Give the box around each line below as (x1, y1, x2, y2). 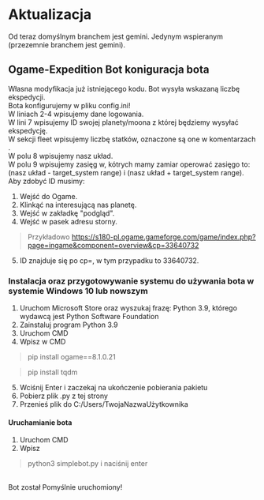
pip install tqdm (27, 367, 78, 377)
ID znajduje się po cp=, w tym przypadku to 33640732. (19, 255, 199, 265)
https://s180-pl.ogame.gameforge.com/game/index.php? (71, 231, 256, 242)
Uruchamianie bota (8, 417, 73, 427)
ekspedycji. (8, 92, 46, 102)
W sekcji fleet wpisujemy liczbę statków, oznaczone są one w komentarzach (8, 134, 256, 144)
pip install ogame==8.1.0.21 (27, 352, 116, 362)
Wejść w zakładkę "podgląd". (19, 208, 115, 218)
